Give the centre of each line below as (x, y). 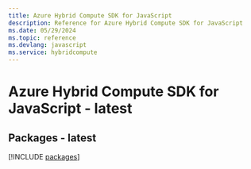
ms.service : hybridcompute (53, 52)
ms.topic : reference (42, 38)
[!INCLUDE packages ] (44, 157)
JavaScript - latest (70, 109)
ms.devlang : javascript (48, 45)
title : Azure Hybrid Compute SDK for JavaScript (90, 15)
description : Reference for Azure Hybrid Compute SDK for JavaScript (126, 23)
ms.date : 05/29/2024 (42, 30)
